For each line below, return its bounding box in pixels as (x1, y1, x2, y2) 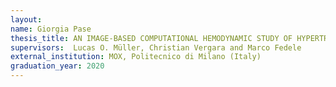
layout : (10, 14, 43, 25)
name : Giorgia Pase (10, 24, 92, 34)
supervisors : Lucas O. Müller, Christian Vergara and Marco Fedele (10, 42, 302, 53)
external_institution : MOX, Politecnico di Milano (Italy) (10, 52, 262, 62)
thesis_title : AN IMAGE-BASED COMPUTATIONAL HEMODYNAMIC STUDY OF (10, 33, 293, 43)
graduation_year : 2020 (10, 61, 105, 71)
